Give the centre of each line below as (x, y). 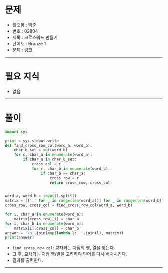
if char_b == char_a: (63, 173)
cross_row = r (64, 178)
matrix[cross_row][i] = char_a (47, 219)
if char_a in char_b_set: (50, 159)
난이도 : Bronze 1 (29, 43)
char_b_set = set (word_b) (41, 150)
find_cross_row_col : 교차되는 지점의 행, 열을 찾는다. (64, 248)
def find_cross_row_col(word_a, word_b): (49, 145)
